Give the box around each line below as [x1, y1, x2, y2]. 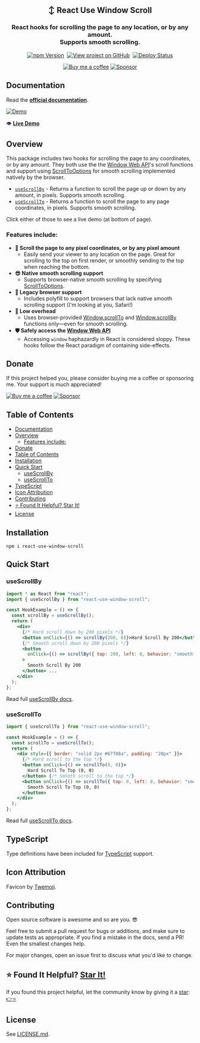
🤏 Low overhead [14, 307, 56, 315]
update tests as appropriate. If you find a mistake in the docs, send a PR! [6, 934, 185, 941]
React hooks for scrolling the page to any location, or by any [11, 23, 189, 32]
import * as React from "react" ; [6, 591, 89, 597]
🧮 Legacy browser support [14, 289, 82, 296]
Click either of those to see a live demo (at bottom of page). [6, 216, 153, 223]
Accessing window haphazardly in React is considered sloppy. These [23, 335, 190, 342]
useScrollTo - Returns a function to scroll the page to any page [14, 198, 170, 205]
